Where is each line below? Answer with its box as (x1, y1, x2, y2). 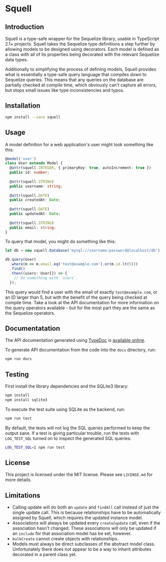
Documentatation (5, 324, 60, 332)
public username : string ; (9, 184, 63, 189)
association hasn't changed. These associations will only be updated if (12, 525, 157, 531)
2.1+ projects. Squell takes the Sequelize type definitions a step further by (5, 41, 156, 47)
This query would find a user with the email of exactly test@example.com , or (5, 289, 158, 295)
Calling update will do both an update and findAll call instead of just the (12, 504, 159, 510)
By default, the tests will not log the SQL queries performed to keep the (5, 425, 150, 431)
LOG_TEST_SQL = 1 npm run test (5, 445, 65, 450)
